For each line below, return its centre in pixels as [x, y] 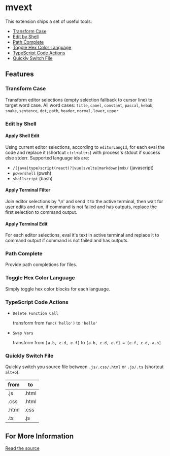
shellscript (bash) [32, 178]
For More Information [40, 436]
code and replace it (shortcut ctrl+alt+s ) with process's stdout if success [83, 152]
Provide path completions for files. [41, 265]
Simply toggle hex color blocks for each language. [58, 289]
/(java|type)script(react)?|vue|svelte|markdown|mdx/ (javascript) [83, 168]
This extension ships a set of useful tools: [49, 21]
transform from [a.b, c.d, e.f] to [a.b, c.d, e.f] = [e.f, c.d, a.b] [87, 343]
